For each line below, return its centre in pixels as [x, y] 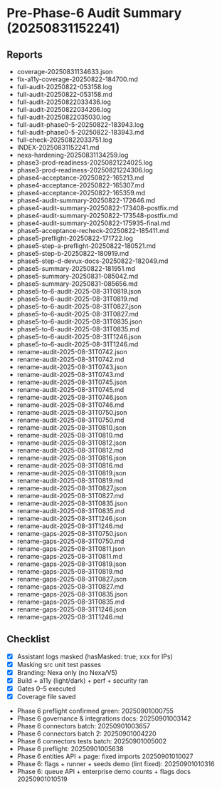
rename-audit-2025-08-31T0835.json [72, 503]
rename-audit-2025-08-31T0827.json [72, 488]
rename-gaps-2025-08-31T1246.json [72, 609]
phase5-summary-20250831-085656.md [77, 284]
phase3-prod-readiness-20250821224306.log [85, 170]
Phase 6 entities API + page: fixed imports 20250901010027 [105, 756]
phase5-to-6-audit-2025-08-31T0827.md [78, 314]
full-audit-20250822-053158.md [65, 94]
